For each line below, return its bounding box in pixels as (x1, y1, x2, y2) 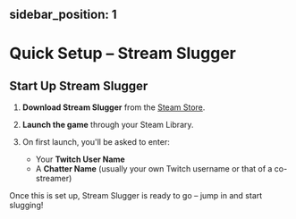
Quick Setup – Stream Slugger (9, 43, 237, 63)
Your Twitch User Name (35, 154, 125, 164)
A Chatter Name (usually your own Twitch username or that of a (35, 164, 273, 174)
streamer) (35, 173, 72, 184)
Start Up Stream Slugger (9, 78, 148, 93)
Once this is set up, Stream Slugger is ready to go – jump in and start (9, 190, 263, 201)
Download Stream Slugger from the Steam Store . (21, 102, 206, 113)
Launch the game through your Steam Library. (21, 120, 194, 131)
